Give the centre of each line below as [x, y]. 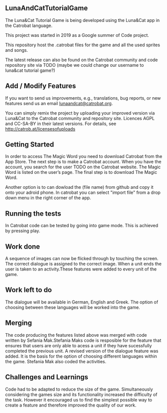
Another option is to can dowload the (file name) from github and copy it [79, 187]
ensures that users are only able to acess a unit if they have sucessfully [79, 345]
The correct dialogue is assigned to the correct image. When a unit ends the [83, 264]
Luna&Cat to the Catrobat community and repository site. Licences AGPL [80, 118]
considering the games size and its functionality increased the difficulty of [81, 394]
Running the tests [33, 213]
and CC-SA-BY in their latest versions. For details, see [61, 124]
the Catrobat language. [29, 25]
